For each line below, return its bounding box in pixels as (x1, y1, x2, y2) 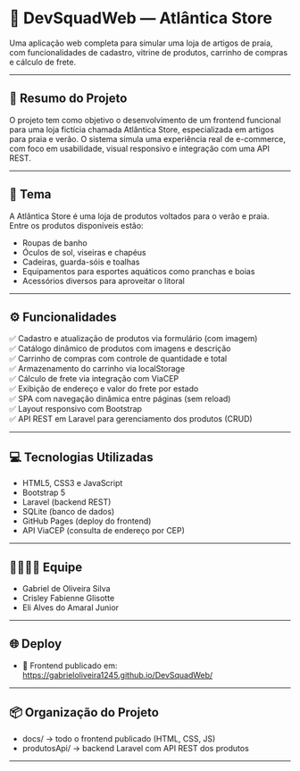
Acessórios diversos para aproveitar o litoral (21, 275, 185, 286)
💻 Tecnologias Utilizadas (9, 449, 154, 465)
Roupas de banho (21, 237, 87, 248)
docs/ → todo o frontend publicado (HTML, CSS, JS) (21, 733, 216, 744)
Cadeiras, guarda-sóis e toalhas (21, 256, 140, 267)
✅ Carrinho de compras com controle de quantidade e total (9, 353, 228, 365)
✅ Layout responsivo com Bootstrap (9, 404, 143, 415)
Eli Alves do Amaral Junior (21, 602, 119, 613)
